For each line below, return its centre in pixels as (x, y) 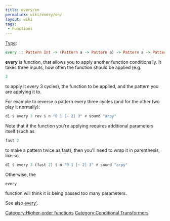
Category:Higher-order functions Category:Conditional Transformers (77, 213)
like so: (13, 155)
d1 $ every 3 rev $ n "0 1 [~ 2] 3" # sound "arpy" (61, 116)
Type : (11, 43)
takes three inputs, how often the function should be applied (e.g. (73, 67)
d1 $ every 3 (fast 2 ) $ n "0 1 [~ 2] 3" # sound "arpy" (67, 165)
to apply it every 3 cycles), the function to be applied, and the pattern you (82, 86)
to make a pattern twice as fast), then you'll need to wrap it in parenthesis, (83, 150)
